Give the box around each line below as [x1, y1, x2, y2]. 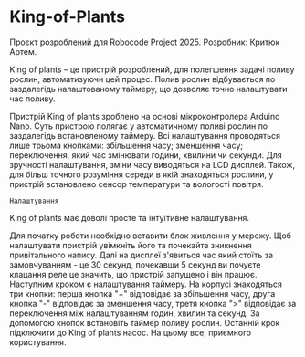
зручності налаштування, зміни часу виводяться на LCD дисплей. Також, [9, 159, 295, 170]
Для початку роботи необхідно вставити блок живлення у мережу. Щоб [9, 230, 292, 241]
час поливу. [9, 93, 57, 104]
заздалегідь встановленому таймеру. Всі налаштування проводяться [9, 130, 281, 141]
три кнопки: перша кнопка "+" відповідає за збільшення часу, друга [9, 288, 276, 299]
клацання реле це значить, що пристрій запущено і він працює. [9, 268, 258, 279]
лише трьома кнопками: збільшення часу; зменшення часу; [9, 140, 244, 151]
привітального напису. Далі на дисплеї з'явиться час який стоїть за [9, 249, 274, 260]
